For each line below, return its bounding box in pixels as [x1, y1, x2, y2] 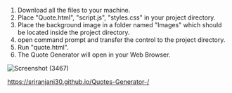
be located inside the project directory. [17, 28, 130, 36]
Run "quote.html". [17, 43, 69, 51]
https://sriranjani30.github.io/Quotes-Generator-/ [7, 78, 150, 86]
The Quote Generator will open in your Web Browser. [17, 50, 171, 59]
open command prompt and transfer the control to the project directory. [17, 36, 226, 44]
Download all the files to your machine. [17, 6, 131, 14]
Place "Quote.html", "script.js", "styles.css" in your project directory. [17, 13, 216, 22]
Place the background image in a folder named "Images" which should [17, 21, 222, 29]
